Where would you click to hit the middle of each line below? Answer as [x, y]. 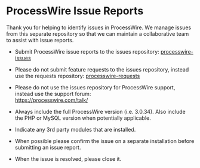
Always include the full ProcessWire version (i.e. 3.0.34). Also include [100, 111]
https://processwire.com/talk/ [51, 100]
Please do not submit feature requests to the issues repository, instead [102, 69]
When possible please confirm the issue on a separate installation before [104, 141]
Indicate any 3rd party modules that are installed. [75, 129]
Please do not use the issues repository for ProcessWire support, [95, 87]
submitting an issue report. [48, 147]
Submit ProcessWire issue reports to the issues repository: [87, 51]
